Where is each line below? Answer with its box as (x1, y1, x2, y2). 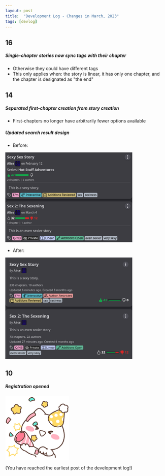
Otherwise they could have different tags (12, 65, 98, 71)
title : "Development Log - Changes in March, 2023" (5, 13, 119, 19)
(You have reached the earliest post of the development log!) (5, 465, 133, 471)
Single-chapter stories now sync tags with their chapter (5, 52, 126, 58)
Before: (12, 142, 28, 148)
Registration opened (5, 383, 50, 389)
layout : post (5, 8, 33, 13)
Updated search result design (5, 130, 70, 136)
